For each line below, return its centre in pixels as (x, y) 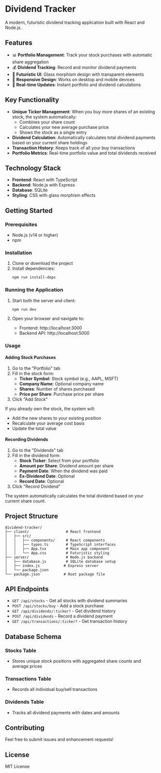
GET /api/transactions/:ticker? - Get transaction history (70, 621)
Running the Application (34, 290)
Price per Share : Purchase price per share (62, 394)
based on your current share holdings (50, 142)
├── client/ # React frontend (53, 532)
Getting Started (29, 211)
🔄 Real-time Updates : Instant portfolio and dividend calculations (76, 85)
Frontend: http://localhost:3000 (51, 328)
